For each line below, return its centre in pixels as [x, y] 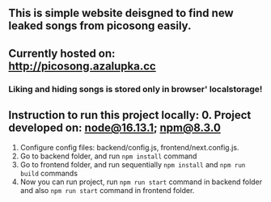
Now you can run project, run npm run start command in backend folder [141, 182]
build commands [49, 173]
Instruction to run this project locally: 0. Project [130, 115]
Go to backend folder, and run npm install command [108, 156]
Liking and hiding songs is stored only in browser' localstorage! [135, 89]
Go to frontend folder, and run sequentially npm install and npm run [133, 164]
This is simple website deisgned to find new [121, 13]
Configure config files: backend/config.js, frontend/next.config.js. [129, 147]
